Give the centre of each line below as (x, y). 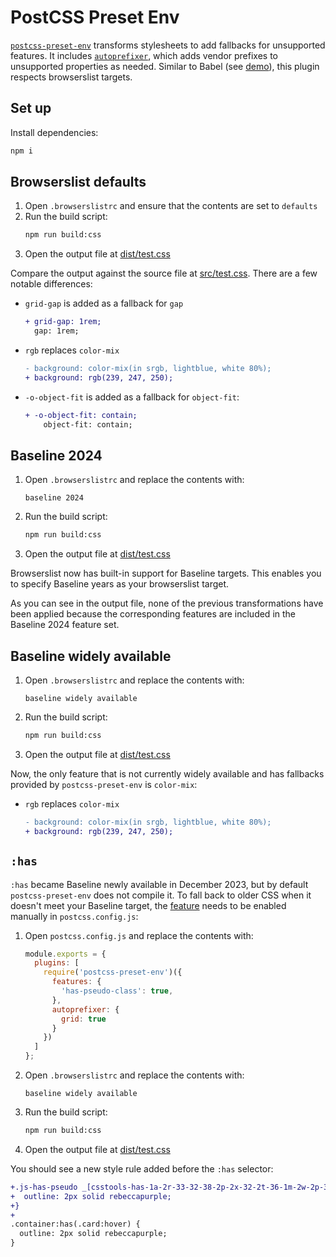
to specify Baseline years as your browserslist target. (120, 584)
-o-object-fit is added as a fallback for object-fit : (132, 397)
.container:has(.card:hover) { (75, 1224)
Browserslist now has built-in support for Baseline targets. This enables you (166, 573)
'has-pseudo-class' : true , (117, 991)
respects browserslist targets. (71, 77)
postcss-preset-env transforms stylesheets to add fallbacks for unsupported (168, 45)
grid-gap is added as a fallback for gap (104, 303)
